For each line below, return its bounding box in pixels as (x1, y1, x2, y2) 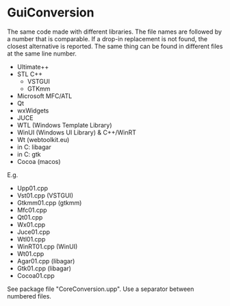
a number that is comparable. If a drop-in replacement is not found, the (7, 34, 207, 43)
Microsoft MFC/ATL (16, 91, 73, 100)
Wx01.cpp (16, 220, 46, 228)
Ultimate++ (16, 62, 49, 71)
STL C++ (16, 70, 43, 78)
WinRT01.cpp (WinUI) (16, 242, 78, 250)
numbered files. (7, 292, 51, 300)
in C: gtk (16, 150, 41, 158)
